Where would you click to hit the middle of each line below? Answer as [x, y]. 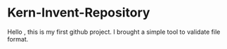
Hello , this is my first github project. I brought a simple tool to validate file [114, 32]
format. [18, 39]
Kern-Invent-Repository [79, 13]
